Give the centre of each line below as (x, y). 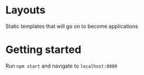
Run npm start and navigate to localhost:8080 (61, 66)
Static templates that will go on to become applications (72, 26)
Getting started (43, 50)
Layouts (26, 10)
